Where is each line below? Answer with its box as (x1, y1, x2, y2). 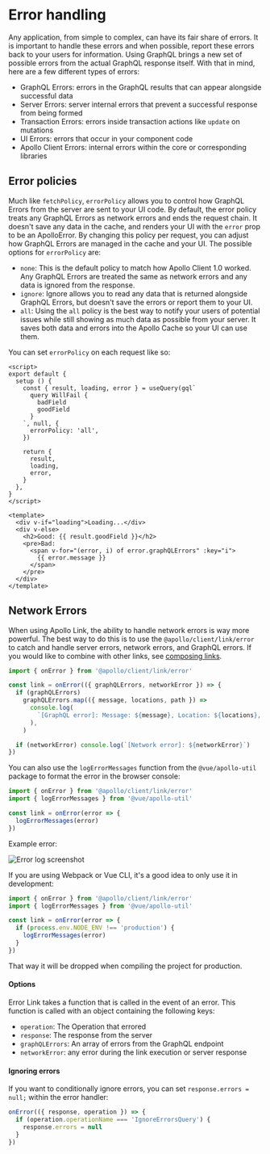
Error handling (8, 6, 106, 24)
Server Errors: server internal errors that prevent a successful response (19, 99, 258, 109)
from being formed (19, 107, 83, 118)
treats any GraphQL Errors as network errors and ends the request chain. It (8, 212, 258, 223)
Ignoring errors (8, 1066, 60, 1076)
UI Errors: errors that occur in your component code (19, 133, 193, 143)
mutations (19, 125, 54, 135)
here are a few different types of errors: (8, 66, 140, 76)
